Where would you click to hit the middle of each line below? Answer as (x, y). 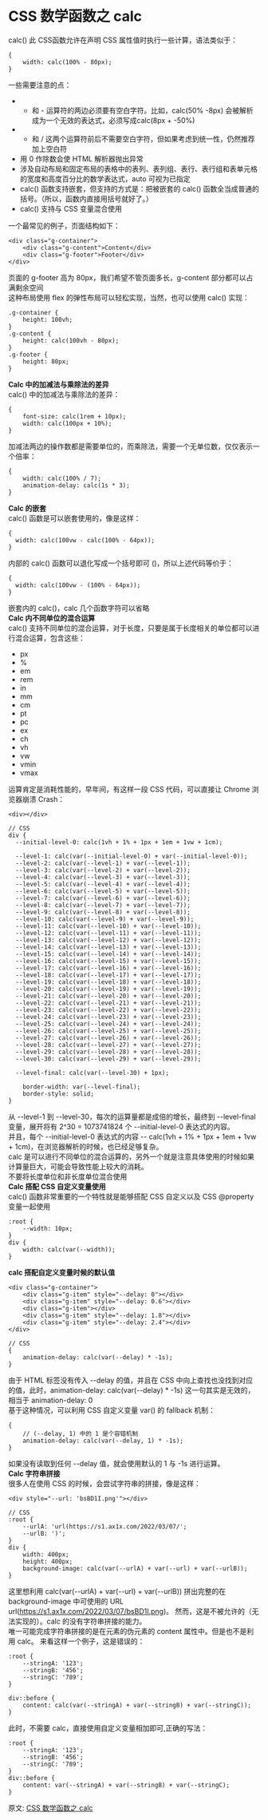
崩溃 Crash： (43, 799)
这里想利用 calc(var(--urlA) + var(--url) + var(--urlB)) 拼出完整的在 (117, 1591)
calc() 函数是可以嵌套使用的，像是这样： (75, 518)
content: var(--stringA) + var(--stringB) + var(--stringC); (126, 1785)
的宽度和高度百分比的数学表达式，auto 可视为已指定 (105, 178)
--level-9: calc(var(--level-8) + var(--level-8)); (103, 912)
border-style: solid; (58, 1094)
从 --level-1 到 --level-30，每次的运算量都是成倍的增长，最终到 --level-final (132, 1116)
